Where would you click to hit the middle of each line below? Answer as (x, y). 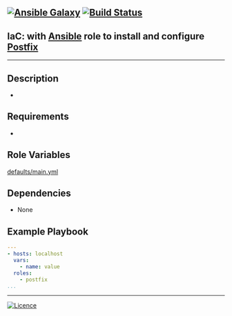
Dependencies (39, 194)
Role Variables (39, 155)
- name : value (40, 266)
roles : (23, 273)
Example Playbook (48, 231)
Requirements (38, 117)
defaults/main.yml (33, 171)
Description (33, 78)
